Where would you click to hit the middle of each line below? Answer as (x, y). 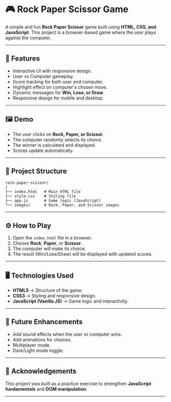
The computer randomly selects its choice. (58, 140)
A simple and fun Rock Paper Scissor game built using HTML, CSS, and (81, 27)
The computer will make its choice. (49, 249)
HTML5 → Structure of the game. (48, 290)
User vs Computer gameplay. (43, 76)
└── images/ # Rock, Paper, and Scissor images (62, 205)
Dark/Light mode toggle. (38, 350)
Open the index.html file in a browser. (52, 238)
